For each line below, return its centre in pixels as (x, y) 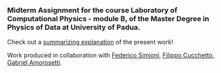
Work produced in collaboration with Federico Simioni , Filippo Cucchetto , (111, 55)
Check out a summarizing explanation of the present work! (90, 42)
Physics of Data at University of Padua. (74, 27)
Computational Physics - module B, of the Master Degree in (108, 18)
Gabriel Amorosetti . (35, 63)
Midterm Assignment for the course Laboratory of (92, 10)
